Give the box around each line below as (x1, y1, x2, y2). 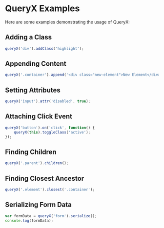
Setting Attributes (5, 86, 61, 94)
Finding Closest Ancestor (5, 174, 84, 183)
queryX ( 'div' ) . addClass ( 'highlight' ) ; (5, 46, 84, 51)
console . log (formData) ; (5, 218, 54, 223)
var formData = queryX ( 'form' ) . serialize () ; (5, 213, 97, 218)
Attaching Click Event (5, 113, 72, 121)
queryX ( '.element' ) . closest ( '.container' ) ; (5, 187, 95, 192)
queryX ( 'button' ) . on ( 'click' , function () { (5, 125, 95, 130)
